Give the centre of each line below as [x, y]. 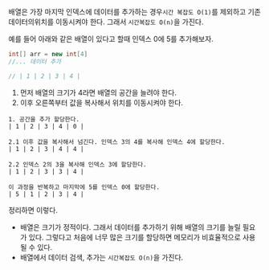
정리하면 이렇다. [33, 210]
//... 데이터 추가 [35, 61]
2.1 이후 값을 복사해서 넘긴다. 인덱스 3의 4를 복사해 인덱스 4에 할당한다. [117, 142]
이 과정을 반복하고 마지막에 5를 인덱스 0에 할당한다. [84, 187]
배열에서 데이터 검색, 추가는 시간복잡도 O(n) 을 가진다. [102, 257]
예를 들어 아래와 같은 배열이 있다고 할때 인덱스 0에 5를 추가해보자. [111, 39]
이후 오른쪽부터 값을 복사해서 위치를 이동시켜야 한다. [101, 102]
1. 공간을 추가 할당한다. [44, 119]
